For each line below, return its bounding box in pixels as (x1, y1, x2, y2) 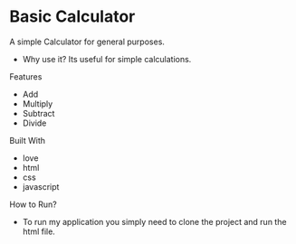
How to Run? (9, 199, 57, 210)
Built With (9, 135, 45, 145)
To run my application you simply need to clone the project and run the (22, 216, 287, 227)
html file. (22, 226, 56, 237)
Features (9, 70, 43, 82)
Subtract (22, 108, 55, 118)
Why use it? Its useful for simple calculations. (22, 53, 192, 64)
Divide (22, 117, 47, 128)
